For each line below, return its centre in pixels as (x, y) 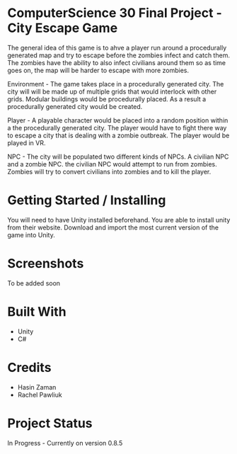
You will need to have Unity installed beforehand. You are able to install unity (119, 220)
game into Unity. (31, 234)
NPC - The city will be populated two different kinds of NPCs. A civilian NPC (118, 157)
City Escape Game (63, 28)
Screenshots (46, 264)
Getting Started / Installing (87, 200)
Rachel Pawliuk (40, 395)
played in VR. (27, 142)
